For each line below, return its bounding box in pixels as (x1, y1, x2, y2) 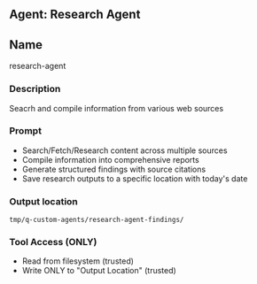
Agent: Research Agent (9, 7, 141, 22)
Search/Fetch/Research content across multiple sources (21, 145, 228, 156)
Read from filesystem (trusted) (21, 256, 135, 266)
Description (9, 83, 61, 96)
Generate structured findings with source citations (21, 164, 206, 174)
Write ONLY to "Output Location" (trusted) (21, 265, 177, 276)
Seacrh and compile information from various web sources (9, 103, 224, 113)
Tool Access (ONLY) (9, 236, 97, 249)
